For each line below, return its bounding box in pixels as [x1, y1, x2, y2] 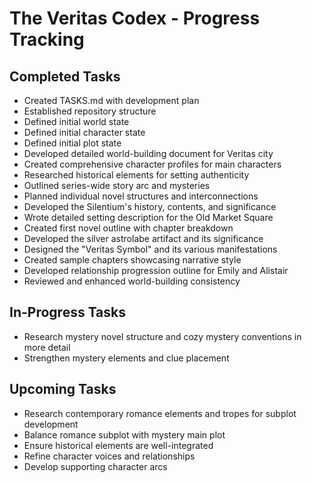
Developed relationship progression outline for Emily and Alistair [23, 265, 289, 276]
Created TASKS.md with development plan [23, 95, 200, 106]
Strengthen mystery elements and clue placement [23, 352, 230, 364]
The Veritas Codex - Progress [9, 7, 261, 30]
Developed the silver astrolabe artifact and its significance [23, 233, 264, 244]
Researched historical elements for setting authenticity [23, 169, 250, 181]
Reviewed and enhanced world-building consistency [23, 275, 241, 287]
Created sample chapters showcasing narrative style [23, 254, 242, 266]
